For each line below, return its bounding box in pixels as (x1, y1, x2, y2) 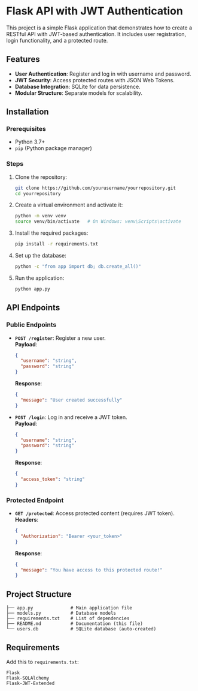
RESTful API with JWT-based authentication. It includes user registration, (6, 30, 187, 37)
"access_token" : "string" (20, 476, 85, 483)
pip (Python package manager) (14, 145, 92, 152)
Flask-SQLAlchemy (6, 675, 50, 681)
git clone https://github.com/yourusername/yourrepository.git (14, 185, 176, 191)
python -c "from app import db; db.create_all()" (14, 264, 142, 270)
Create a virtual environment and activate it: (14, 201, 123, 208)
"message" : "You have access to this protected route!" (20, 567, 163, 573)
